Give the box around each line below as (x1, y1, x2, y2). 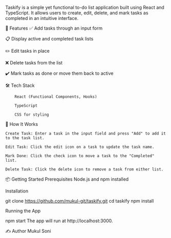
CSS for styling (14, 112, 50, 117)
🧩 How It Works (5, 121, 38, 127)
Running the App (5, 208, 41, 214)
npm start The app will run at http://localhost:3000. (5, 218, 113, 224)
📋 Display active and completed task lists (5, 36, 94, 41)
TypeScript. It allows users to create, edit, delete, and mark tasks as (5, 10, 148, 16)
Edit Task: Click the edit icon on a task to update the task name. (5, 144, 155, 149)
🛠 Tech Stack (5, 82, 35, 89)
